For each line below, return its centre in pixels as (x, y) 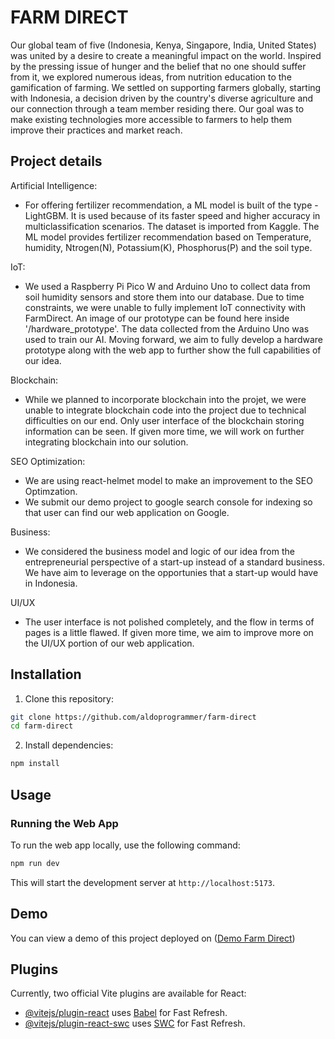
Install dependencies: (69, 745)
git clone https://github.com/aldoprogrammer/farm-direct (133, 717)
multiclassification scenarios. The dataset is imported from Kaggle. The (172, 226)
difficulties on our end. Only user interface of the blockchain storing (164, 420)
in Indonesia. (51, 583)
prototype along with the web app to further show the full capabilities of (173, 350)
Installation (46, 674)
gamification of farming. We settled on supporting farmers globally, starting (166, 87)
